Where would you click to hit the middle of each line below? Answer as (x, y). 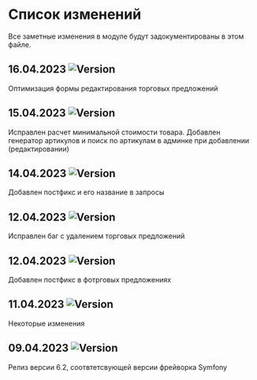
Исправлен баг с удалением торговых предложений (97, 236)
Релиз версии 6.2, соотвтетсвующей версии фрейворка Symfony (117, 367)
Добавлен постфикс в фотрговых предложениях (90, 280)
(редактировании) (39, 149)
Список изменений (75, 15)
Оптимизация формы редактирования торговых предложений (113, 88)
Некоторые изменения (47, 323)
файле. (20, 44)
